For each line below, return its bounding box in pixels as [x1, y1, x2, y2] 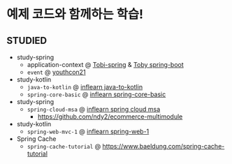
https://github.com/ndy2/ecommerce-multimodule [37, 112, 183, 121]
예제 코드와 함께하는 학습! [6, 6, 144, 22]
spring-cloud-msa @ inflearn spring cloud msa [27, 105, 161, 113]
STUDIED [6, 34, 47, 46]
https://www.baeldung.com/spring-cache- [102, 142, 225, 150]
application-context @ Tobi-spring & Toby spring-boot [27, 61, 184, 68]
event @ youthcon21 [27, 68, 86, 76]
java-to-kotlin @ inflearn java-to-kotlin [27, 83, 143, 91]
